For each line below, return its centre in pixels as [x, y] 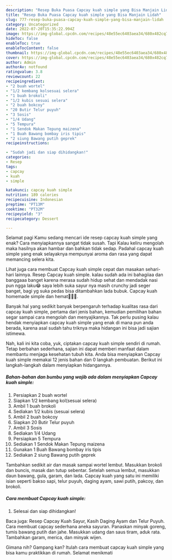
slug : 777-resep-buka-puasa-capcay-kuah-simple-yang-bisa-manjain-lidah [85, 19]
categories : [18, 157]
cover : [13, 58]
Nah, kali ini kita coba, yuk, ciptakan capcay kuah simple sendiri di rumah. [83, 344]
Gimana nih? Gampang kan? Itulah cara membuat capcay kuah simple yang [85, 547]
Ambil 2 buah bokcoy [35, 417]
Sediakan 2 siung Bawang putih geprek [54, 455]
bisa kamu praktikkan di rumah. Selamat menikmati [59, 553]
